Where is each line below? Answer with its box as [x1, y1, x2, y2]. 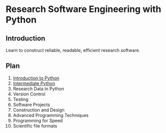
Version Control [13, 91, 46, 97]
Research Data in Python [13, 85, 65, 91]
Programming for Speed [13, 117, 63, 123]
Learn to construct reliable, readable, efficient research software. [6, 47, 140, 53]
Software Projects [13, 101, 50, 107]
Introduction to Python [13, 75, 60, 81]
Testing [13, 96, 29, 102]
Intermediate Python [13, 80, 56, 86]
